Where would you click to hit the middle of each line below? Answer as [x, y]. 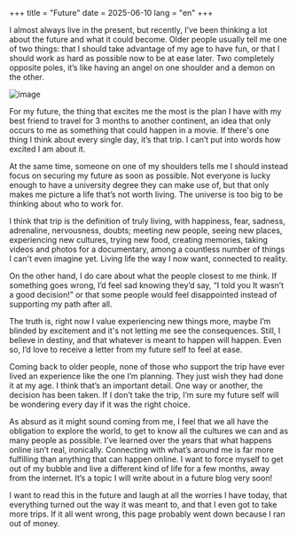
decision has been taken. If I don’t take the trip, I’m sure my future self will [144, 395]
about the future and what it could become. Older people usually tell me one [148, 39]
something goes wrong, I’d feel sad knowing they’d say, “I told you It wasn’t [147, 285]
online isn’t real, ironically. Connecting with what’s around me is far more [142, 450]
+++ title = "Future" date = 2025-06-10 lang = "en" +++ [111, 13]
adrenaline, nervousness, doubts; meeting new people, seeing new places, [146, 230]
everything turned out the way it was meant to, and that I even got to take [143, 505]
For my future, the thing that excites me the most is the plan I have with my [145, 111]
